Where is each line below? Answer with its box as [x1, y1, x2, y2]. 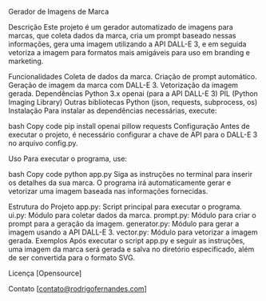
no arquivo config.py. [8, 138, 78, 147]
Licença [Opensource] [8, 268, 82, 278]
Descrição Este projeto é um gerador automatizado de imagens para [8, 22, 233, 31]
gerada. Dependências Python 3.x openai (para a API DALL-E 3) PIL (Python [8, 89, 258, 98]
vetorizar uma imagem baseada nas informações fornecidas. [8, 187, 208, 195]
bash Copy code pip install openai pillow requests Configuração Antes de [8, 122, 250, 130]
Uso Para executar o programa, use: [8, 154, 128, 163]
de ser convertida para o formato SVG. [8, 253, 136, 263]
